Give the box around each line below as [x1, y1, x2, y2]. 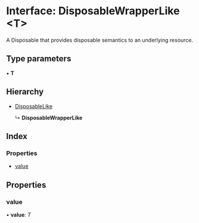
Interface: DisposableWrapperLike [6, 4, 180, 18]
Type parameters [6, 54, 71, 64]
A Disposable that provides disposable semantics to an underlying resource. [6, 36, 194, 43]
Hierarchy [6, 87, 44, 97]
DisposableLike [14, 102, 52, 109]
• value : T [6, 211, 32, 218]
